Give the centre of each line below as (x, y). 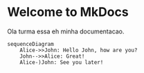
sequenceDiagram (30, 44)
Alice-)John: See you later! (62, 62)
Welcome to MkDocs (68, 12)
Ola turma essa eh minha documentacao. (66, 31)
